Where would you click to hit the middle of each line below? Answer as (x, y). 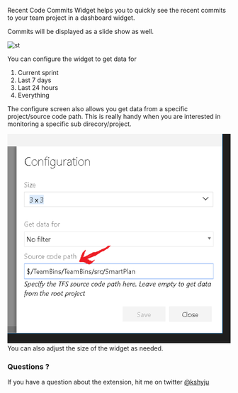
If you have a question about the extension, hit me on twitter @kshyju (108, 382)
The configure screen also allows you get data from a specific (98, 109)
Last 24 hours (38, 87)
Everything (33, 95)
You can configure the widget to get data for (72, 59)
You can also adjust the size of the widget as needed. (85, 348)
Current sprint (38, 73)
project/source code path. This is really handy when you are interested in (114, 116)
